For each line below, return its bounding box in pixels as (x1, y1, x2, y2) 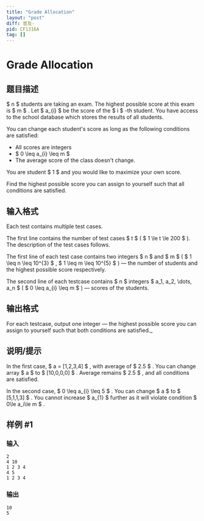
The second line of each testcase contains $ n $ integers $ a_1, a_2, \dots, (6, 278, 192, 285)
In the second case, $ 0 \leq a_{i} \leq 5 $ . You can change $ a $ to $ (6, 387, 181, 394)
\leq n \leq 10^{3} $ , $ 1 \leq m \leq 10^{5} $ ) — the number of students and (6, 259, 198, 267)
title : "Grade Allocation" (6, 9, 75, 15)
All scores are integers (15, 144, 72, 151)
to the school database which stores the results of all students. (6, 114, 164, 121)
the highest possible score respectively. (6, 265, 107, 273)
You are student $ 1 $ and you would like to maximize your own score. (6, 169, 181, 176)
